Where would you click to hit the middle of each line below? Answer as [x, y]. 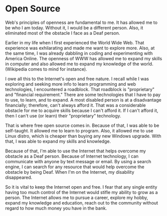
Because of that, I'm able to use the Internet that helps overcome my [76, 151]
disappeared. [19, 177]
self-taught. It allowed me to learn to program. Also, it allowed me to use [79, 130]
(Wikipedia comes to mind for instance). [46, 69]
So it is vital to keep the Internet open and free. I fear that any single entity [81, 187]
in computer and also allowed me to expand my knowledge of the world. [79, 64]
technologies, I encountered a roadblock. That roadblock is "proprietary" [80, 89]
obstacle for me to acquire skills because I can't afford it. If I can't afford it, [82, 110]
